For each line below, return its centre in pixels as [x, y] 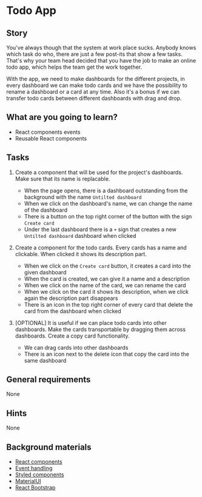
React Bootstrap [35, 488]
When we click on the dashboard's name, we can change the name [108, 203]
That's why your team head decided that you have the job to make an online [101, 61]
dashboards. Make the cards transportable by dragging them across [100, 329]
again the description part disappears [71, 298]
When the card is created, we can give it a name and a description [107, 279]
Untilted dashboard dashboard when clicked [80, 235]
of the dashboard [46, 210]
